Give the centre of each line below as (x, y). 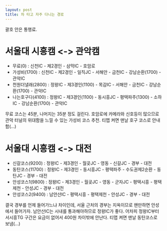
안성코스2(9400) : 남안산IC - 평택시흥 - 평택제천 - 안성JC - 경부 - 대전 (81, 195)
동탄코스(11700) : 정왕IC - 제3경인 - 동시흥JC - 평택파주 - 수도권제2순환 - (84, 170)
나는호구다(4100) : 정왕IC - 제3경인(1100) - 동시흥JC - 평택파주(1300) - (83, 97)
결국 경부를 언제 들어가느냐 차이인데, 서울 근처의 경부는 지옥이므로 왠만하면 (78, 205)
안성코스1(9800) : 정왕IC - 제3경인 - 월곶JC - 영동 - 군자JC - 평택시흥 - (83, 182)
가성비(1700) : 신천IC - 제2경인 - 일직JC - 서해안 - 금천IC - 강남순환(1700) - (86, 72)
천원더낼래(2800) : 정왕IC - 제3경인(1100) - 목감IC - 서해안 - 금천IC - (80, 85)
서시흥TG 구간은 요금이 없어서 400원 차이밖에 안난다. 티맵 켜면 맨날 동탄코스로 (82, 218)
